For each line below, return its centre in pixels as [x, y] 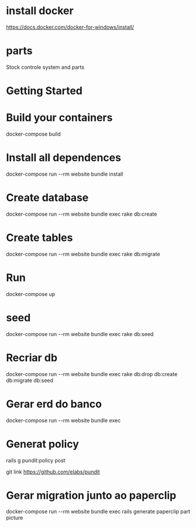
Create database [47, 198]
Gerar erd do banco [54, 404]
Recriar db [32, 358]
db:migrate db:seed [30, 380]
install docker [40, 11]
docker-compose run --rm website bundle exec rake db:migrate [83, 254]
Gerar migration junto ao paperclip [91, 495]
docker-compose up [31, 294]
